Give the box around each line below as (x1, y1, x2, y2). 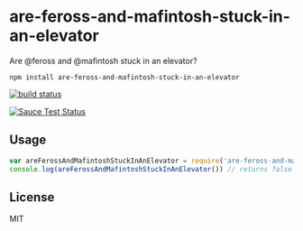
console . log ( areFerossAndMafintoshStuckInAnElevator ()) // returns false (9, 164, 293, 173)
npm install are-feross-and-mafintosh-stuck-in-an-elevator (9, 72, 241, 82)
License (9, 189, 55, 205)
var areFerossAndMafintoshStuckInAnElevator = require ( (9, 156, 224, 165)
